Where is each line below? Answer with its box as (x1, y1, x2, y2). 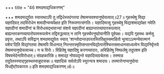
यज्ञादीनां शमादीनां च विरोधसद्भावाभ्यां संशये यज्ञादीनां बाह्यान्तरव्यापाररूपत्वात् (5, 25, 120, 31)
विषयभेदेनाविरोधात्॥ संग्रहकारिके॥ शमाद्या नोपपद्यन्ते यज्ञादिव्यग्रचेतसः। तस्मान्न (5, 53, 123, 58)
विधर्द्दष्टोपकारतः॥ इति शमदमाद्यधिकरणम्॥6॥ (5, 64, 75, 69)
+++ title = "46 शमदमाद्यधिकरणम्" (5, 5, 65, 10)
